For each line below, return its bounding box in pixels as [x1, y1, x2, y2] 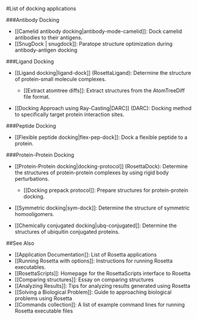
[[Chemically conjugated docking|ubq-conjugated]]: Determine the [14, 222, 177, 229]
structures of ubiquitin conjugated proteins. [14, 228, 120, 235]
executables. [14, 264, 46, 270]
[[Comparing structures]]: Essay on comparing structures [14, 276, 154, 283]
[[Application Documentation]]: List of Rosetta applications [14, 251, 157, 258]
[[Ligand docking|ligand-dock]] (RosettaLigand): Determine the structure [14, 69, 191, 76]
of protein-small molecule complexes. [14, 76, 106, 82]
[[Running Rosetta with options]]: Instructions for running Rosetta [14, 257, 173, 264]
